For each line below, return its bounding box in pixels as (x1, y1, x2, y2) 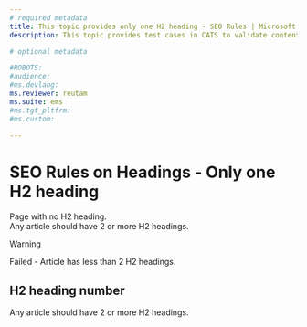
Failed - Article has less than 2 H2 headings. (9, 257, 176, 268)
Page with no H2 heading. (9, 211, 107, 222)
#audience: (9, 72, 51, 81)
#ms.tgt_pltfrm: (9, 106, 71, 115)
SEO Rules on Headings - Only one (9, 162, 276, 183)
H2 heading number (9, 282, 125, 298)
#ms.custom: (9, 114, 55, 123)
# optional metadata (9, 47, 89, 56)
